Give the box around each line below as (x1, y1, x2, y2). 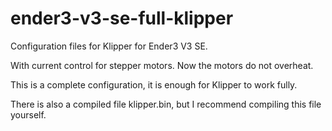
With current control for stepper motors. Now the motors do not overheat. (10, 59, 314, 71)
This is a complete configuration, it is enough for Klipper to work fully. (10, 78, 298, 91)
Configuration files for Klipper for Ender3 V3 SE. (10, 40, 208, 52)
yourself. (10, 108, 47, 121)
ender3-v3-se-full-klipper (10, 7, 234, 30)
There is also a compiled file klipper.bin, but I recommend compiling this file (10, 98, 322, 110)
